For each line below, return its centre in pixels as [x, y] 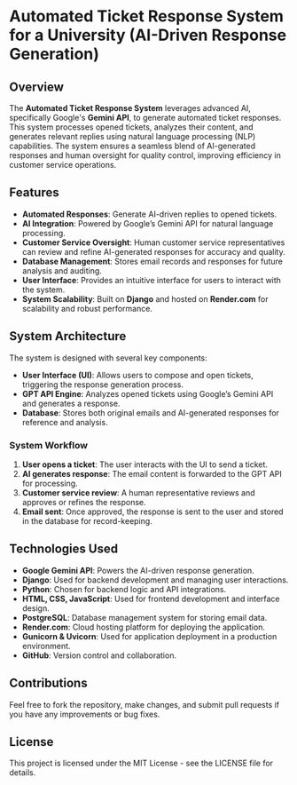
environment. [46, 646]
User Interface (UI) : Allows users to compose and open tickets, [138, 375]
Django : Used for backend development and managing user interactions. [155, 580]
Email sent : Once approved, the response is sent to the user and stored [152, 511]
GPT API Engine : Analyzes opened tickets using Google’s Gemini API [148, 393]
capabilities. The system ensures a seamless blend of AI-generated [132, 146]
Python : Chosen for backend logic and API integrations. [124, 589]
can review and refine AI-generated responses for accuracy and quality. [153, 251]
